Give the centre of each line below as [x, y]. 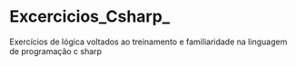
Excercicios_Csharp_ [90, 17]
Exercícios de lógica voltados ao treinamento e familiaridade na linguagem [148, 42]
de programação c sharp [56, 51]
